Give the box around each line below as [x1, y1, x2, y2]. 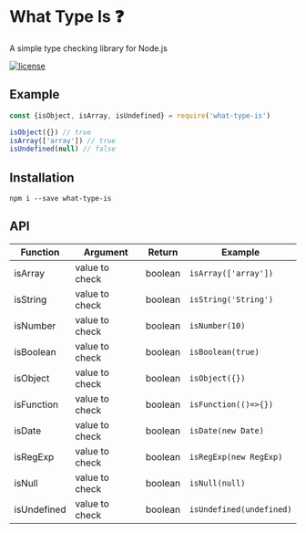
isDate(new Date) [189, 425, 264, 435]
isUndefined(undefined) [189, 504, 292, 515]
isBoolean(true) [189, 347, 260, 357]
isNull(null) [189, 477, 246, 488]
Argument [83, 246, 129, 258]
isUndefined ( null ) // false [9, 144, 117, 154]
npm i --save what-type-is [9, 194, 112, 204]
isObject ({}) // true [9, 128, 92, 137]
